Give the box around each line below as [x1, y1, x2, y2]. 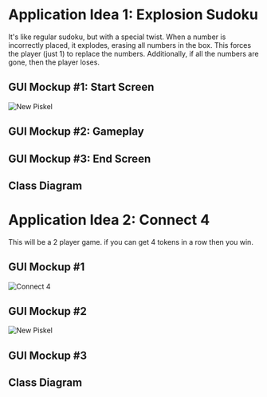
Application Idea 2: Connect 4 [8, 211, 210, 229]
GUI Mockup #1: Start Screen [8, 81, 155, 94]
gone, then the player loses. [8, 57, 100, 67]
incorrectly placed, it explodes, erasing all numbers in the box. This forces [8, 40, 252, 49]
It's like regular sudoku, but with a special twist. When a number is [8, 32, 226, 41]
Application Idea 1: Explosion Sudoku [8, 6, 259, 24]
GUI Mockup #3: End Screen [8, 151, 151, 165]
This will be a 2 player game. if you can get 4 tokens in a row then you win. [8, 237, 253, 246]
